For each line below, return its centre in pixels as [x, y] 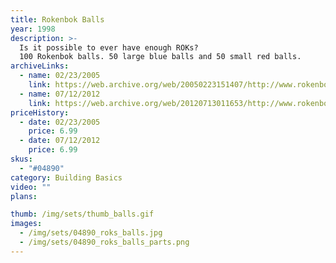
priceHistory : [40, 112]
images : [26, 224]
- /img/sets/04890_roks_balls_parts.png [104, 242]
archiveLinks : [40, 66]
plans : [24, 196]
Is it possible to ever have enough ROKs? [109, 47]
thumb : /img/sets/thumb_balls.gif [82, 214]
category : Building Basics [66, 177]
